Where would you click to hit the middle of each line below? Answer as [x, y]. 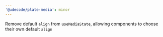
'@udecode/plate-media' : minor [38, 10]
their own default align [29, 29]
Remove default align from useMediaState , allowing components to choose [82, 24]
